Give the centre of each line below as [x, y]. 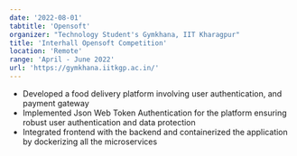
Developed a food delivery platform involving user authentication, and [152, 93]
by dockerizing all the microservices [90, 142]
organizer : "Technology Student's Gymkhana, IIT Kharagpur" [125, 34]
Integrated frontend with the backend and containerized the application [155, 132]
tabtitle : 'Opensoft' [50, 26]
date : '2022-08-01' [46, 18]
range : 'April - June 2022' [62, 60]
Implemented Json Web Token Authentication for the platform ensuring [154, 113]
